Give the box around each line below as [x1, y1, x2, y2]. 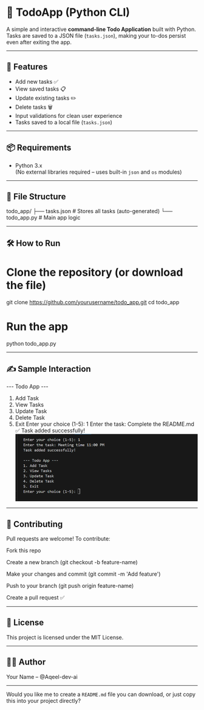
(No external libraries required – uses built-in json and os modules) [15, 168, 182, 176]
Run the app [6, 319, 69, 333]
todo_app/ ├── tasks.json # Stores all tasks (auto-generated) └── [6, 208, 173, 215]
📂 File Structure [6, 191, 66, 202]
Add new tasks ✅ [15, 78, 59, 85]
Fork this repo [6, 547, 41, 554]
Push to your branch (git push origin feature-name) [6, 582, 134, 589]
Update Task [15, 408, 47, 415]
